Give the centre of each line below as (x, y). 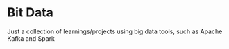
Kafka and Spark (31, 38)
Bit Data (31, 13)
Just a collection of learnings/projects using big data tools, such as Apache (115, 31)
